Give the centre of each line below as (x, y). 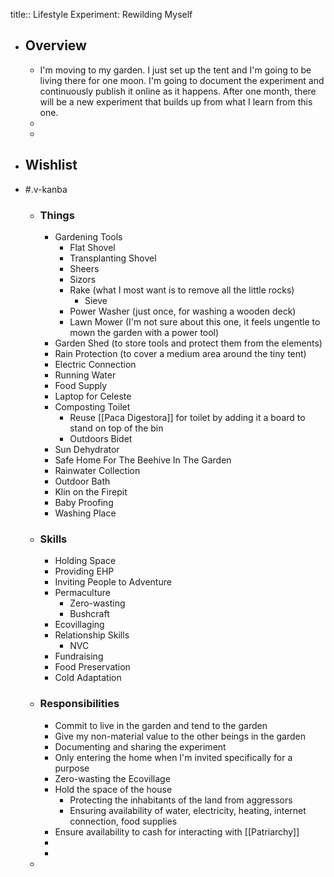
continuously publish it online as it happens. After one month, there (178, 91)
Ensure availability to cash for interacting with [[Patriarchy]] (177, 831)
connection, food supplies (123, 821)
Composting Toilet (92, 406)
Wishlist (51, 165)
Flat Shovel (92, 247)
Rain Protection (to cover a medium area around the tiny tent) (180, 353)
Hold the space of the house (113, 789)
